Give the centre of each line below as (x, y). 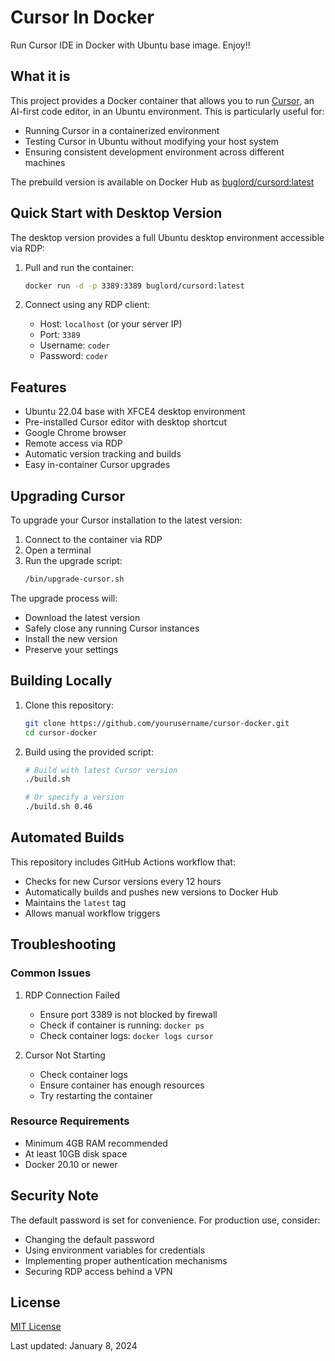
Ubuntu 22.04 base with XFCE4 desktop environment (135, 412)
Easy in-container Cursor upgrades (97, 465)
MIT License (36, 1327)
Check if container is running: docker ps (122, 1025)
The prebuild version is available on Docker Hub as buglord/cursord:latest (162, 182)
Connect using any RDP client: (87, 305)
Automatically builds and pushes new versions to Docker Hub (151, 892)
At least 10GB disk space (76, 1153)
